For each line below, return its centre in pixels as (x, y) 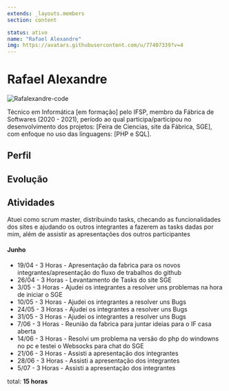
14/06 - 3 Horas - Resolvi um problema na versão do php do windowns (118, 338)
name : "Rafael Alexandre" (44, 39)
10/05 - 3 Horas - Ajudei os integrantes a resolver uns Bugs (101, 302)
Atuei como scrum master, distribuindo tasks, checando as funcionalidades (114, 219)
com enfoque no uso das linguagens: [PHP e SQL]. (79, 134)
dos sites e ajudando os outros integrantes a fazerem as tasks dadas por (110, 227)
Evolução (28, 179)
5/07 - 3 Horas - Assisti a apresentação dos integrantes (96, 368)
